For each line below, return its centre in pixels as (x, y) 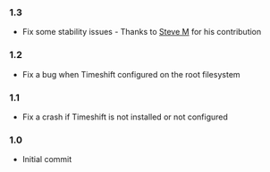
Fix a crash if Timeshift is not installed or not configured (125, 117)
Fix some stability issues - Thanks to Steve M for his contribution (142, 32)
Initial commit (47, 160)
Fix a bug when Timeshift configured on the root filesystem (131, 74)
